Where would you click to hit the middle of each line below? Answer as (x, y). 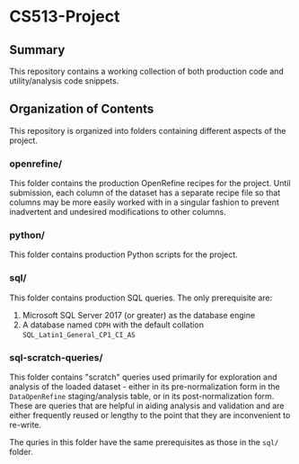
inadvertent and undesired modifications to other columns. (118, 212)
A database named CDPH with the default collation (113, 325)
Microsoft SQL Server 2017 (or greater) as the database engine (139, 315)
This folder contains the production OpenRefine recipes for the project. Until (150, 183)
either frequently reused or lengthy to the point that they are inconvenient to (150, 415)
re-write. (26, 425)
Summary (37, 50)
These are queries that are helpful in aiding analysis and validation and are (147, 406)
